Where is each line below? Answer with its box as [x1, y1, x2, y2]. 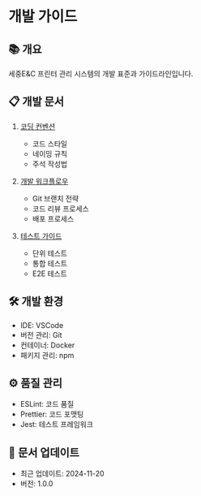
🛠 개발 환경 [8, 295, 63, 308]
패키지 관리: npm [19, 350, 75, 360]
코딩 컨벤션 [19, 121, 56, 131]
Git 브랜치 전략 [32, 193, 79, 203]
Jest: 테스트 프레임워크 [19, 420, 93, 429]
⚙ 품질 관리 [8, 377, 63, 390]
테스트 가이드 [19, 231, 62, 240]
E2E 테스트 [32, 269, 67, 278]
